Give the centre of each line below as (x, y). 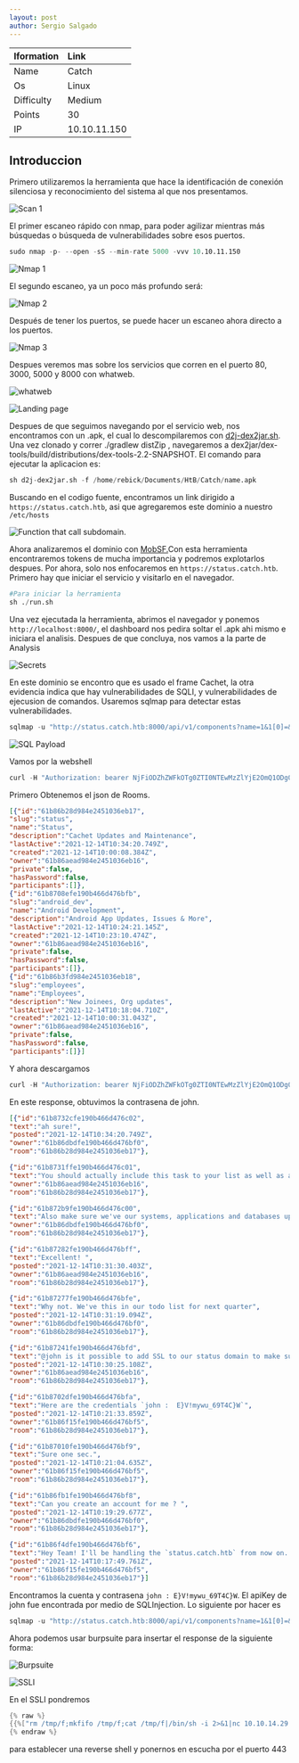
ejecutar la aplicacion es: (55, 464)
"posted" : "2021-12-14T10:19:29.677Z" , (81, 1512)
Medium (85, 100)
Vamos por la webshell (51, 761)
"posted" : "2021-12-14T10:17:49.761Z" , (81, 1561)
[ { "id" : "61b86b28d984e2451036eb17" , (77, 811)
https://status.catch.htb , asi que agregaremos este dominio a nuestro (141, 507)
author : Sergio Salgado (53, 26)
